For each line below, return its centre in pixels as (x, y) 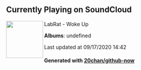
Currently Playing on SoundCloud (69, 10)
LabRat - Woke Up (66, 24)
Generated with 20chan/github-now (89, 61)
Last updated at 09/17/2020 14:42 (85, 47)
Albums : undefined (68, 36)
